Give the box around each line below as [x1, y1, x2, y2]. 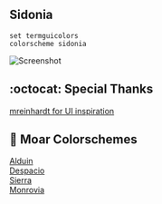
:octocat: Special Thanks [9, 82, 154, 97]
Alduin [9, 156, 33, 167]
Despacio [9, 165, 45, 176]
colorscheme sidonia [9, 39, 88, 48]
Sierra [9, 175, 33, 186]
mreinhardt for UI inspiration [9, 105, 115, 116]
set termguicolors [9, 31, 79, 40]
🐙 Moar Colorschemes [9, 131, 138, 148]
